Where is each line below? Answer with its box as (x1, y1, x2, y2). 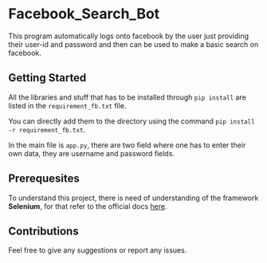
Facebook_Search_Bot (8, 5, 160, 23)
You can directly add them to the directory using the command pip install (8, 116, 255, 126)
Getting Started (8, 71, 87, 84)
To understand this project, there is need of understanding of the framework (8, 193, 259, 202)
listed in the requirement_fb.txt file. (8, 100, 127, 110)
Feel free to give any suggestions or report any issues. (8, 245, 187, 255)
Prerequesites (8, 172, 80, 186)
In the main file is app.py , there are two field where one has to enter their (8, 140, 246, 150)
